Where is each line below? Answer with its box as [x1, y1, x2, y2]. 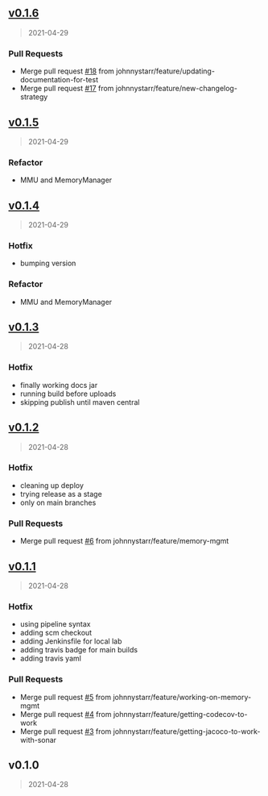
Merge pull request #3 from [19, 726, 112, 736]
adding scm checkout [19, 628, 93, 638]
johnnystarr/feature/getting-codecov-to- [113, 709, 248, 719]
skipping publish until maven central [19, 397, 140, 406]
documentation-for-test [19, 75, 99, 85]
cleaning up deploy [19, 480, 85, 490]
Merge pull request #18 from [19, 66, 115, 76]
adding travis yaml [19, 653, 82, 664]
